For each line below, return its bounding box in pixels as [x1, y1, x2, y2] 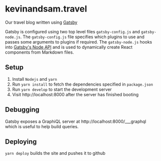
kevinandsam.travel [5, 3, 88, 15]
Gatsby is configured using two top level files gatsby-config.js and [5, 29, 140, 34]
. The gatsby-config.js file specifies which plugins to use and [20, 34, 145, 40]
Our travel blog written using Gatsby [5, 19, 78, 25]
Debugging [5, 105, 40, 114]
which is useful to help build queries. [5, 123, 79, 129]
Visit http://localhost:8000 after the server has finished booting [12, 91, 139, 97]
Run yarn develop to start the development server [12, 86, 112, 92]
